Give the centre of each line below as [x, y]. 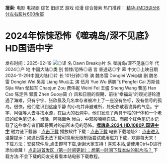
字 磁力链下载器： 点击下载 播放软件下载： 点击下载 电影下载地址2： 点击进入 [83, 131]
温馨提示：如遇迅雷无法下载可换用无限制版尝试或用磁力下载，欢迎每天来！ [81, 137]
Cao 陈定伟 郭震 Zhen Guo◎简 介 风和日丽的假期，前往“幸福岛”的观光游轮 [81, 94]
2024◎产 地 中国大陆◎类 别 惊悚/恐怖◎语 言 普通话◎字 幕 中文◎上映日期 [82, 69]
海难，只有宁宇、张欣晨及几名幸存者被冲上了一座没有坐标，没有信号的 [85, 100]
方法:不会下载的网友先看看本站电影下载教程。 [56, 156]
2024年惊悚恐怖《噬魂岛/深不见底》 [79, 36]
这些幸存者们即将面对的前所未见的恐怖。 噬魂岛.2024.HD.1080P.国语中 [86, 125]
